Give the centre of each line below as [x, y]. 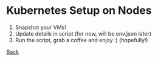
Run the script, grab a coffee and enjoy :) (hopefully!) [81, 40]
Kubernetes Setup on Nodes [79, 11]
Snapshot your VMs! [41, 27]
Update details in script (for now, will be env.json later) [83, 33]
